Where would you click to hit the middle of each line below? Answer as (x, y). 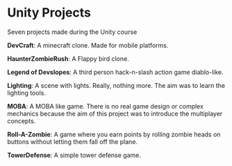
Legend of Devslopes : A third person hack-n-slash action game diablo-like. (115, 72)
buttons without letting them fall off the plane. (72, 141)
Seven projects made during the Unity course (72, 32)
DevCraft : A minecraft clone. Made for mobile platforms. (88, 45)
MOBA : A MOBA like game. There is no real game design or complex (105, 106)
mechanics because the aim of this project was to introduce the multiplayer (115, 113)
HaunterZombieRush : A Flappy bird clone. (68, 58)
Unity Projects (49, 13)
